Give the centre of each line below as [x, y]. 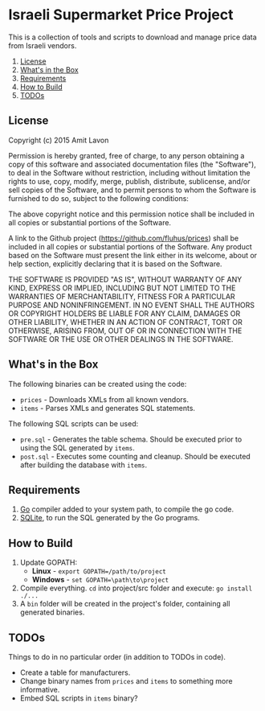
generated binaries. [52, 612]
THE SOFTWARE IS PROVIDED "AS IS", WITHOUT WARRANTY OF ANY [125, 279]
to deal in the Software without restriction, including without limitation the [129, 173]
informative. [40, 690]
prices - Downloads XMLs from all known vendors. [104, 399]
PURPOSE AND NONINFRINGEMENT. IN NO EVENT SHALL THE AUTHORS [132, 305]
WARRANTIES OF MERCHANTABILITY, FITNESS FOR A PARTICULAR [122, 296]
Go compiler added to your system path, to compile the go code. [127, 509]
